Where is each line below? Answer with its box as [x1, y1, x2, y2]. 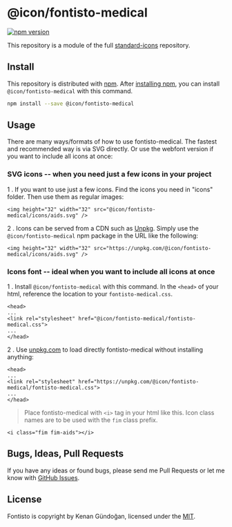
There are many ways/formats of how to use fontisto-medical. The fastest [7, 137, 217, 146]
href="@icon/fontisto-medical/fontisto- [78, 316, 196, 323]
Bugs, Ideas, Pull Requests [7, 448, 124, 460]
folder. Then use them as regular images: [7, 192, 124, 201]
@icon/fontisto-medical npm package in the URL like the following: [7, 231, 199, 240]
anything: [7, 353, 35, 361]
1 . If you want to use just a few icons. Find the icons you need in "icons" [7, 185, 213, 193]
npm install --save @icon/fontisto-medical [7, 100, 135, 107]
